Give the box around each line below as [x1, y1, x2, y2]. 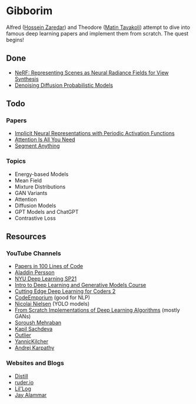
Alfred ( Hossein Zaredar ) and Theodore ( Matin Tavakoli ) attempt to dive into [6, 24, 190, 31]
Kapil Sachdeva [14, 325, 53, 333]
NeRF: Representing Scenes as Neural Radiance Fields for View [14, 69, 169, 76]
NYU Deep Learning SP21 [14, 275, 77, 282]
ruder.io [14, 379, 34, 386]
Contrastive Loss [14, 214, 56, 221]
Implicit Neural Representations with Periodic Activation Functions [14, 130, 175, 137]
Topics [6, 157, 26, 165]
